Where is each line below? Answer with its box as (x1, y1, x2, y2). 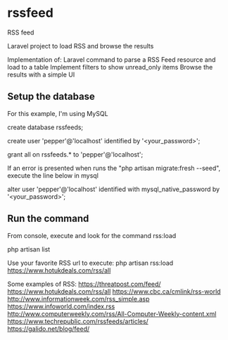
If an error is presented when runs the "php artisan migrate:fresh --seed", (7, 164, 221, 172)
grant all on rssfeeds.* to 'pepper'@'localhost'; (7, 150, 144, 159)
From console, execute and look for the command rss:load (7, 231, 177, 240)
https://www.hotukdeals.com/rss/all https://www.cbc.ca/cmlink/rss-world (7, 287, 221, 296)
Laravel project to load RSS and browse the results (7, 41, 154, 50)
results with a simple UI (7, 70, 75, 79)
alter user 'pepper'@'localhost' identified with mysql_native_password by (7, 185, 220, 193)
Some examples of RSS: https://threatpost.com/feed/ (7, 280, 161, 288)
